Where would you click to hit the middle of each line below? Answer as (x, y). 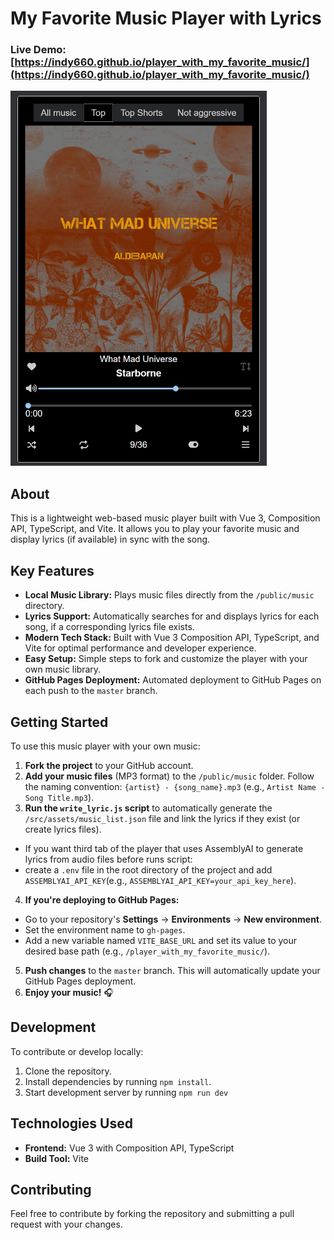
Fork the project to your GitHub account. (109, 765)
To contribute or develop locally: (77, 1051)
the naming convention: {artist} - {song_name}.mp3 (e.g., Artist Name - (175, 786)
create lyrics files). (63, 829)
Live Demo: (38, 50)
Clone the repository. (68, 1071)
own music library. (63, 669)
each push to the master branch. (91, 691)
